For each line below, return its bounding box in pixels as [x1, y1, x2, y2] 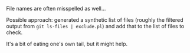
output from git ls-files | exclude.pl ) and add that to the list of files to [6, 23, 185, 29]
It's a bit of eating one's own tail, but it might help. [6, 41, 128, 47]
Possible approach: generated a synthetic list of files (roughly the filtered [6, 16, 184, 23]
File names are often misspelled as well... [6, 5, 106, 12]
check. [6, 29, 23, 36]
